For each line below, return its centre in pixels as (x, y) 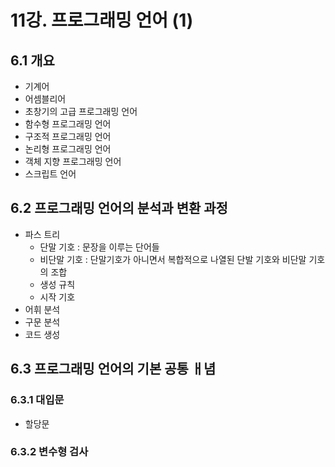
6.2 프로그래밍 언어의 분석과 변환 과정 (119, 208)
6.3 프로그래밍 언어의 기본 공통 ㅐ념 (113, 369)
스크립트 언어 (50, 174)
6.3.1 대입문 (37, 400)
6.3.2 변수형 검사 (49, 452)
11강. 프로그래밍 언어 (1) (102, 20)
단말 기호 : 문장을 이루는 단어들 (99, 247)
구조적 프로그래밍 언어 (68, 136)
